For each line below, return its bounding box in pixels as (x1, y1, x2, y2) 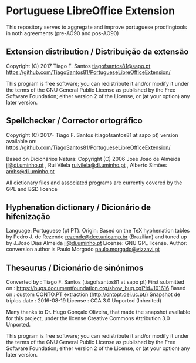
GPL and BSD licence (6, 185, 58, 192)
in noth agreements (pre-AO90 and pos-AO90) (6, 29, 119, 36)
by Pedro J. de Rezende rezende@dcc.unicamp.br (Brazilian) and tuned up (6, 233, 187, 240)
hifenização (6, 211, 50, 221)
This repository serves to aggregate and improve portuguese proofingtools (6, 23, 187, 31)
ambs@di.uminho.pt (6, 167, 55, 174)
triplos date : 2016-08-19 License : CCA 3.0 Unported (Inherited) (6, 297, 162, 304)
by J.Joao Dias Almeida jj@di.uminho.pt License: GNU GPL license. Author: (6, 240, 188, 247)
